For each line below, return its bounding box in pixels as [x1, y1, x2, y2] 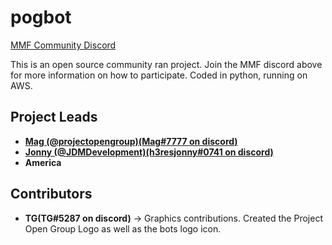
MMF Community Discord [10, 39, 117, 51]
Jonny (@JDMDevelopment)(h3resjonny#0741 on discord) [24, 146, 274, 158]
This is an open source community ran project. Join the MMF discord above [10, 58, 323, 70]
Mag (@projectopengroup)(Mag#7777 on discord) [24, 135, 238, 147]
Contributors [10, 186, 93, 203]
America [24, 156, 62, 168]
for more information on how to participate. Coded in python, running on [10, 69, 308, 81]
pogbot [10, 6, 72, 29]
